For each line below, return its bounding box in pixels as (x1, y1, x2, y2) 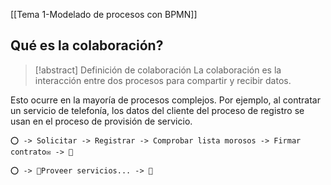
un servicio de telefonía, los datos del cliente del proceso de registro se (10, 104, 305, 116)
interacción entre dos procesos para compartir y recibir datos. (34, 74, 292, 86)
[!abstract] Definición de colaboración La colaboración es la (34, 64, 282, 76)
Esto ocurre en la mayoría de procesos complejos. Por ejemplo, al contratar (10, 94, 321, 106)
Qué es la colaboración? (10, 37, 164, 54)
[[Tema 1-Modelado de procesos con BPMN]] (10, 9, 198, 20)
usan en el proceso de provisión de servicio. (10, 115, 193, 127)
